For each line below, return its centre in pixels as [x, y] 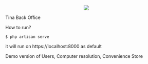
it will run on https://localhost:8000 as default [53, 46]
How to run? [18, 27]
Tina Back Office [23, 17]
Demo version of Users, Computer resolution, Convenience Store [74, 56]
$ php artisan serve [27, 37]
